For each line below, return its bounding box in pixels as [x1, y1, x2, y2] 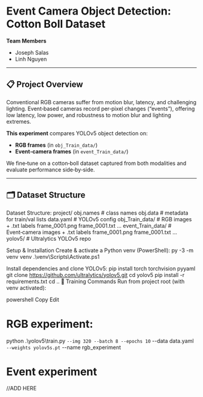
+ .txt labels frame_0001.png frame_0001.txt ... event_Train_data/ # [6, 222, 172, 229]
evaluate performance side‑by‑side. [6, 165, 95, 173]
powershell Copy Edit [6, 296, 59, 303]
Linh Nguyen [14, 55, 47, 62]
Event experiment [6, 365, 98, 378]
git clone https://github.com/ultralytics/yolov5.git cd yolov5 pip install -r [6, 271, 185, 278]
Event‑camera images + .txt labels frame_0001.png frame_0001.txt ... [6, 229, 177, 236]
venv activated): [6, 284, 47, 292]
